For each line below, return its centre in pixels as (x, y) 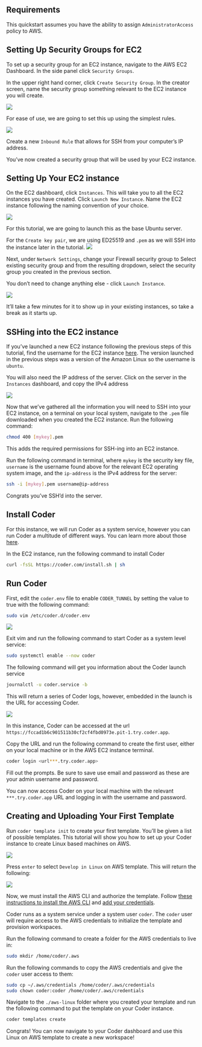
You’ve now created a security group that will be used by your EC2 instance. (101, 159)
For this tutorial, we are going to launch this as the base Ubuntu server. (94, 229)
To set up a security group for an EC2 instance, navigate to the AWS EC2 (97, 64)
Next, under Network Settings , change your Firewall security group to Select (101, 259)
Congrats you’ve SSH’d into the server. (54, 496)
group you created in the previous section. (59, 272)
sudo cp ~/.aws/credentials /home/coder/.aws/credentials (80, 985)
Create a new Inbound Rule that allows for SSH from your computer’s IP (95, 141)
